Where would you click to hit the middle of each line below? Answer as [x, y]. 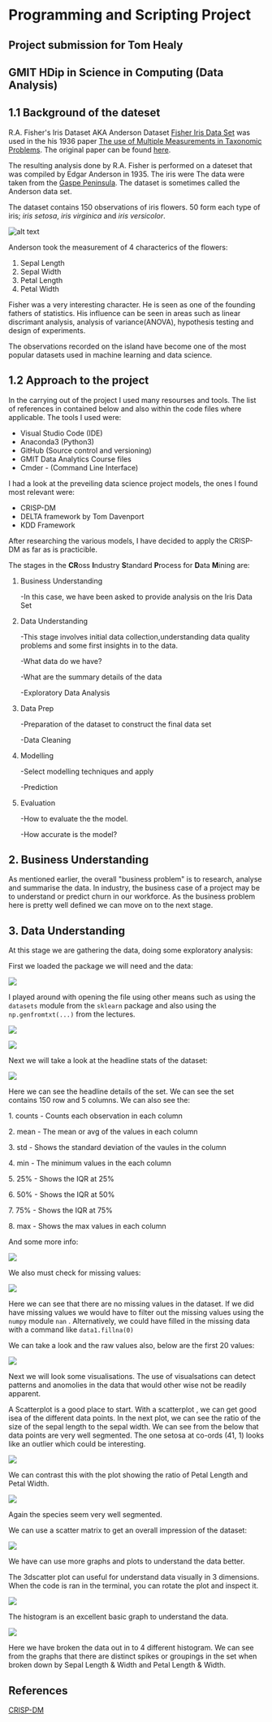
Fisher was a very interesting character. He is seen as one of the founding [132, 304]
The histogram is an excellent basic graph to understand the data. [119, 1617]
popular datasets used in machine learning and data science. [110, 354]
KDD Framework [47, 525]
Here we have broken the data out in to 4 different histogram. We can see [131, 1648]
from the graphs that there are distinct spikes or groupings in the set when [133, 1656]
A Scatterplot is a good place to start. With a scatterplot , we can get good [133, 1410]
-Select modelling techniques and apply [87, 771]
